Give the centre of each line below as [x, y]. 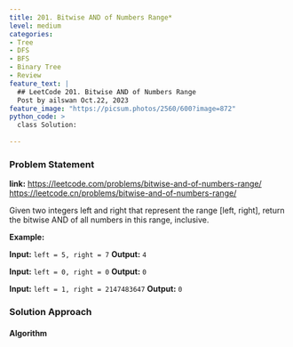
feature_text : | [39, 84]
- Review [25, 76]
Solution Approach [51, 312]
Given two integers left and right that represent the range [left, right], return [147, 211]
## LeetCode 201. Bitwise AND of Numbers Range [107, 92]
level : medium [36, 26]
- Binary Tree [36, 68]
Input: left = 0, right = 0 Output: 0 [78, 271]
